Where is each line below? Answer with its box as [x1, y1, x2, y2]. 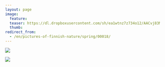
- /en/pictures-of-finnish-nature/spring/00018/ [9, 34, 111, 39]
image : [5, 12, 19, 17]
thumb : [9, 25, 23, 30]
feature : [9, 16, 27, 21]
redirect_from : [5, 30, 36, 34]
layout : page [5, 7, 32, 12]
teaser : [9, 20, 26, 26]
